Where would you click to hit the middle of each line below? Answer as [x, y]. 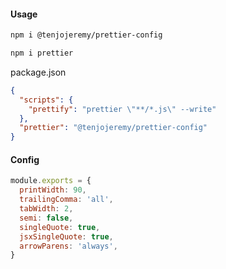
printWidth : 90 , [53, 190]
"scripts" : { [46, 100]
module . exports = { [51, 181]
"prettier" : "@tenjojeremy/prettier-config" [113, 128]
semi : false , [46, 218]
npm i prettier [42, 53]
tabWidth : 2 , [46, 209]
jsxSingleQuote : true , [66, 236]
